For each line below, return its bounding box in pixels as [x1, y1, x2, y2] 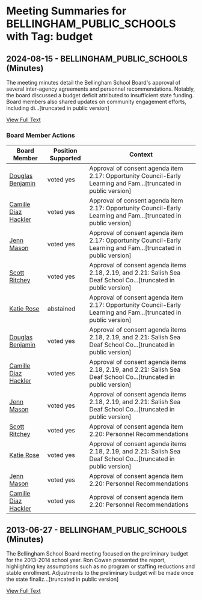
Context [129, 150, 153, 159]
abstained [47, 305, 76, 313]
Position [53, 147, 78, 155]
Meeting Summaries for [6, 4, 127, 18]
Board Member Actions [6, 131, 75, 139]
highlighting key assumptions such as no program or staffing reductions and [6, 563, 195, 570]
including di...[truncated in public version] [6, 105, 110, 112]
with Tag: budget [6, 30, 93, 43]
